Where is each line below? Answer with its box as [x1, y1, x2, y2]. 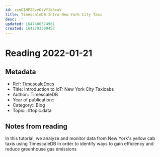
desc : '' [5, 17, 24, 22]
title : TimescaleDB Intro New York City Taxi [5, 12, 102, 17]
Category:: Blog [12, 102, 45, 108]
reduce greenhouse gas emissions [5, 146, 77, 152]
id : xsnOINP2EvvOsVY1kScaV [5, 7, 62, 13]
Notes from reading [5, 122, 68, 130]
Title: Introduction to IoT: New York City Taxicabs [12, 86, 114, 92]
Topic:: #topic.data [12, 107, 52, 113]
